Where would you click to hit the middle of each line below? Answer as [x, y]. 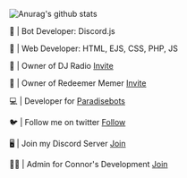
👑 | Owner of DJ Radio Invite [61, 66]
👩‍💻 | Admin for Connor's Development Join [89, 164]
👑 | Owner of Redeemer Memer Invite [78, 83]
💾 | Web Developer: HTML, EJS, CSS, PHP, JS [94, 48]
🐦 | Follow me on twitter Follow [68, 122]
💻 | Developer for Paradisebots [67, 101]
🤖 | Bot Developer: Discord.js [62, 31]
